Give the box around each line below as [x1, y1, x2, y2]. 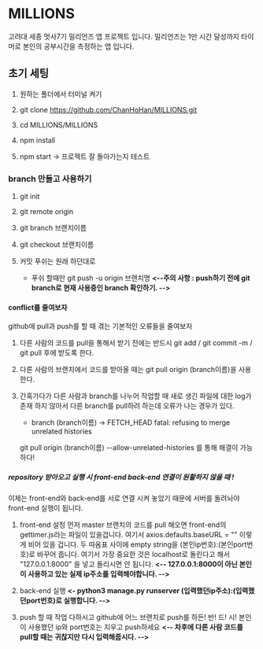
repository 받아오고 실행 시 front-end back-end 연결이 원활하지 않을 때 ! [8, 472, 235, 481]
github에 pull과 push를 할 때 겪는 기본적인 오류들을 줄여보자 [8, 322, 193, 331]
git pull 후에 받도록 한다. [19, 348, 94, 358]
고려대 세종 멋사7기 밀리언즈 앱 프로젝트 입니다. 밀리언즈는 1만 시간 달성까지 [8, 31, 240, 41]
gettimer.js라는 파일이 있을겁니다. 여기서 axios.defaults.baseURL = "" [19, 530, 238, 540]
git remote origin [19, 207, 74, 216]
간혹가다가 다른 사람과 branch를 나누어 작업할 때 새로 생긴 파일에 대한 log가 [19, 391, 252, 401]
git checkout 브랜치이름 [19, 240, 94, 249]
